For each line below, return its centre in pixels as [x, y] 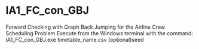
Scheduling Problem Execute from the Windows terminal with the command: [99, 33]
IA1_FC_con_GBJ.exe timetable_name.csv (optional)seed [75, 39]
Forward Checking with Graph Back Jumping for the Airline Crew [85, 27]
